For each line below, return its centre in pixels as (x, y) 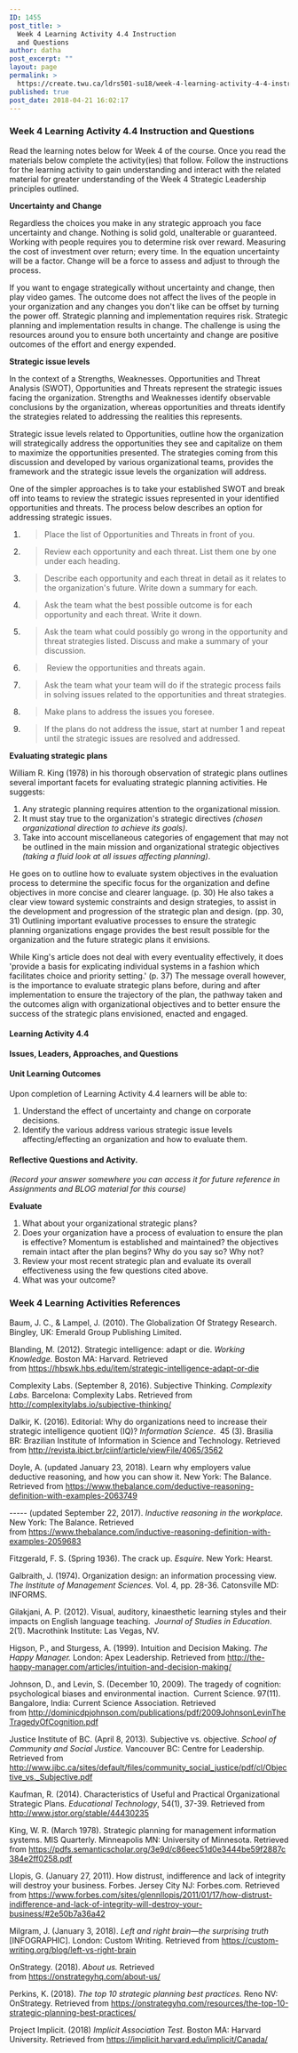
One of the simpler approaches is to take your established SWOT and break (147, 488)
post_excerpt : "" (41, 59)
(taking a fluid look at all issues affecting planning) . (116, 856)
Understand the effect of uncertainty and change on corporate (136, 1111)
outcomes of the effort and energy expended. (93, 344)
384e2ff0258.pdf (41, 1858)
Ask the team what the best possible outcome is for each (148, 605)
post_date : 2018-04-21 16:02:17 (69, 100)
